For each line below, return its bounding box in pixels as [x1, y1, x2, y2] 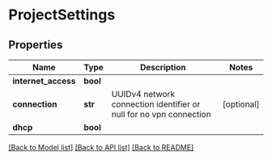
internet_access [12, 75, 76, 86]
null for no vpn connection [111, 109, 212, 120]
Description [140, 62, 186, 73]
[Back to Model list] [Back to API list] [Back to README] [8, 143, 194, 152]
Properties [8, 38, 63, 52]
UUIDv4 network [111, 89, 176, 99]
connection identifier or [111, 99, 201, 110]
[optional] [222, 99, 260, 110]
